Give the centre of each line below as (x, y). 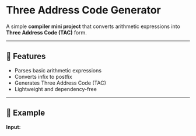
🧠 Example (26, 113)
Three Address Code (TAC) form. (47, 32)
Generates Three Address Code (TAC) (60, 83)
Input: (13, 127)
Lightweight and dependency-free (56, 89)
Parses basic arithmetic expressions (58, 70)
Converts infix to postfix (43, 76)
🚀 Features (26, 56)
